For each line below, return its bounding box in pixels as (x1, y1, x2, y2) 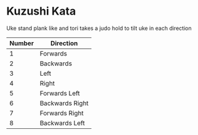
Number (9, 38, 34, 47)
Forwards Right (39, 109, 84, 117)
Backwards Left (39, 119, 85, 127)
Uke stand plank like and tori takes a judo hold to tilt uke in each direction (6, 24, 192, 32)
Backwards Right (39, 99, 89, 108)
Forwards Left (39, 89, 80, 97)
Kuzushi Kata (6, 4, 76, 18)
